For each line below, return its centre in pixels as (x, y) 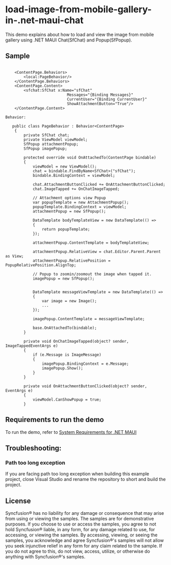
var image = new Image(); (69, 301)
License (18, 501)
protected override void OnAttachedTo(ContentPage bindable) (90, 157)
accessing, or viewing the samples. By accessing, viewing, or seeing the (81, 535)
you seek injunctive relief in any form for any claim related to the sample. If (84, 546)
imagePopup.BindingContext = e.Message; (85, 364)
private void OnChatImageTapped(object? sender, (76, 341)
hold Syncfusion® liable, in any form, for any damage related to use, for (80, 530)
